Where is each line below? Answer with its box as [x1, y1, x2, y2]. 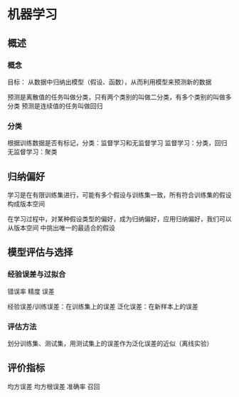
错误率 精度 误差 [7, 287, 55, 295]
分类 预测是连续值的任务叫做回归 [7, 101, 103, 110]
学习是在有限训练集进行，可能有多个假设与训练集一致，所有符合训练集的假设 [7, 190, 232, 199]
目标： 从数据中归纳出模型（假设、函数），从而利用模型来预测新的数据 [7, 78, 212, 86]
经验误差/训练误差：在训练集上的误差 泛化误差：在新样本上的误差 [7, 302, 198, 310]
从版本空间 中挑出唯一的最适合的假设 [7, 223, 115, 232]
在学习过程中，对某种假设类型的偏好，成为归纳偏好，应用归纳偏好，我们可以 [7, 214, 232, 223]
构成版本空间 [7, 199, 45, 208]
